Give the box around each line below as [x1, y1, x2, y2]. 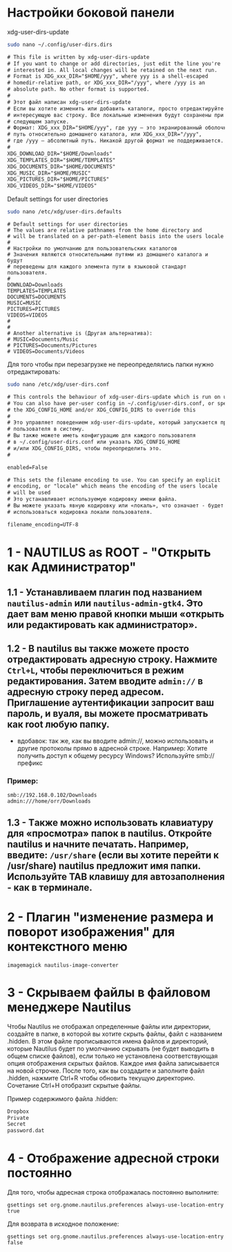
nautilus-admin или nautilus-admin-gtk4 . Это [7, 598, 204, 609]
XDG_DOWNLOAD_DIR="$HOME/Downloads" [7, 150, 113, 157]
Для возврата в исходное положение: [7, 1220, 119, 1228]
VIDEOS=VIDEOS [7, 312, 48, 319]
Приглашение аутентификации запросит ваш [7, 697, 215, 708]
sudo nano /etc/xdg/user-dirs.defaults [7, 208, 122, 215]
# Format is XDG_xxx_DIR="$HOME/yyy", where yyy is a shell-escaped [7, 73, 209, 80]
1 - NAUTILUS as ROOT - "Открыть [7, 544, 211, 560]
